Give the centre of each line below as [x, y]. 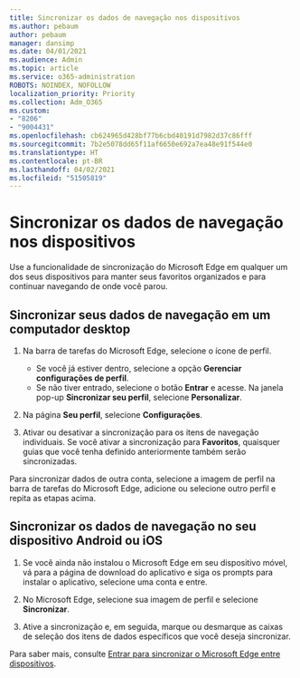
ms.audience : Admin [46, 60]
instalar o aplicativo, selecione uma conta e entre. [115, 582]
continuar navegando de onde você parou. [89, 286]
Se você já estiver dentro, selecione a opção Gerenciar [139, 368]
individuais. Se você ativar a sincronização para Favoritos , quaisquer [151, 442]
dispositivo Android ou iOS [86, 541]
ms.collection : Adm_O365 [56, 102]
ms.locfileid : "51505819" [58, 178]
